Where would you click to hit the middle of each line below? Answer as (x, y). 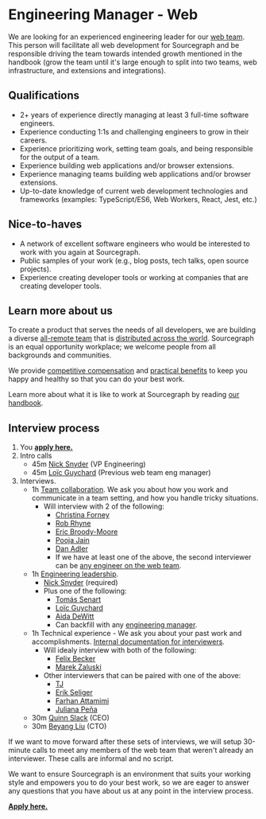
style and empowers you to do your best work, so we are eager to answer (129, 782)
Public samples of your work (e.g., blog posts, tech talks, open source (134, 260)
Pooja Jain (72, 540)
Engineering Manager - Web (103, 15)
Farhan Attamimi (82, 701)
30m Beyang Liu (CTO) (69, 727)
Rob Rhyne (73, 524)
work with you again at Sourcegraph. (80, 252)
